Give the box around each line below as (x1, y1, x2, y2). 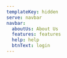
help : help (12, 37, 40, 43)
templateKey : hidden (6, 8, 59, 15)
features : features (12, 31, 62, 37)
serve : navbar (6, 14, 43, 21)
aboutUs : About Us (12, 25, 59, 32)
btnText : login (12, 43, 51, 49)
